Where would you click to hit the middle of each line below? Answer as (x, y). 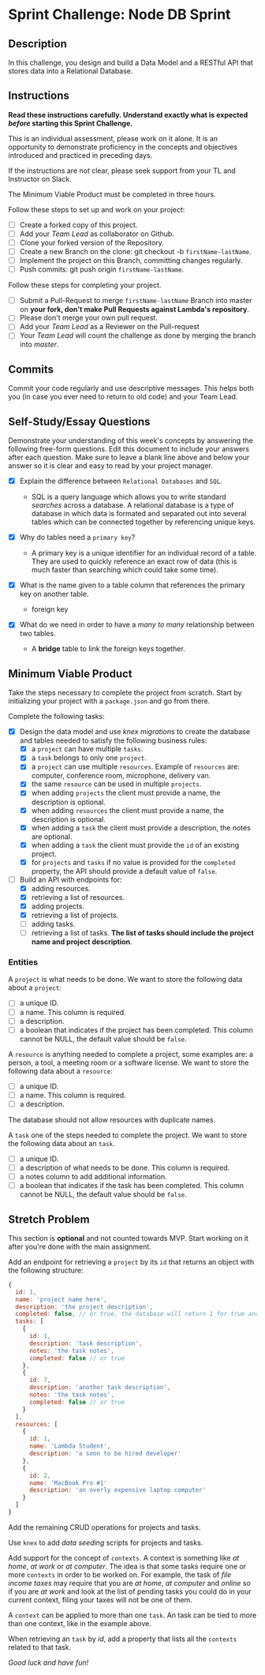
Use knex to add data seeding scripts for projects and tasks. (106, 1542)
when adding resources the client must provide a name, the (128, 810)
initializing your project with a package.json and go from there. (109, 701)
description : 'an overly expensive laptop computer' (118, 1490)
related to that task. (40, 1647)
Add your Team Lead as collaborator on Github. (97, 234)
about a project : (35, 987)
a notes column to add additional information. (93, 1177)
